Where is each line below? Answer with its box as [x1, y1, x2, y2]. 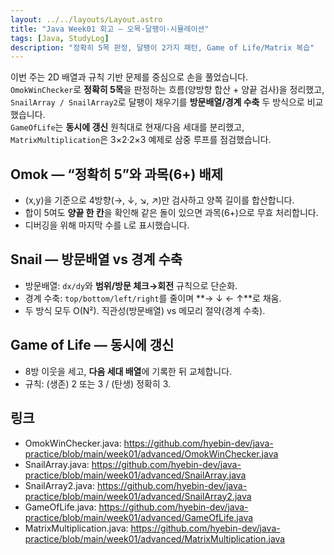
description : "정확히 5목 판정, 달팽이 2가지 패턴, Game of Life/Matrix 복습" [10, 42, 315, 53]
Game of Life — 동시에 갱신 [10, 337, 175, 354]
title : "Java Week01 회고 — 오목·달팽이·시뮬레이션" [10, 24, 210, 34]
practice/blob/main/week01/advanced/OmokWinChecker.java [24, 447, 279, 460]
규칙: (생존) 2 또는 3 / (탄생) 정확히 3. [24, 377, 172, 390]
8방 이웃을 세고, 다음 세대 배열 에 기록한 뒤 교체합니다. [24, 365, 233, 377]
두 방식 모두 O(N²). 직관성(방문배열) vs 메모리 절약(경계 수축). [24, 304, 266, 316]
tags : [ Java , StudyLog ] [10, 33, 110, 43]
